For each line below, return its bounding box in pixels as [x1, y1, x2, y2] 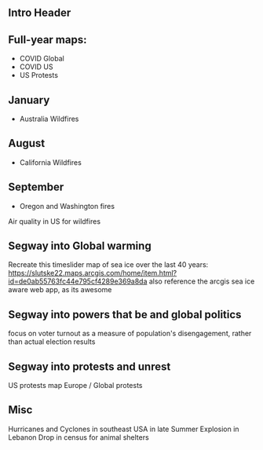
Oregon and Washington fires [19, 201, 115, 210]
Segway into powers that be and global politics [8, 308, 242, 321]
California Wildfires [19, 157, 82, 167]
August [8, 137, 46, 150]
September [8, 181, 64, 194]
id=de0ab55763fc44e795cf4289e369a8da [8, 276, 148, 286]
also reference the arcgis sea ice [148, 276, 255, 286]
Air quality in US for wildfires [8, 216, 100, 226]
